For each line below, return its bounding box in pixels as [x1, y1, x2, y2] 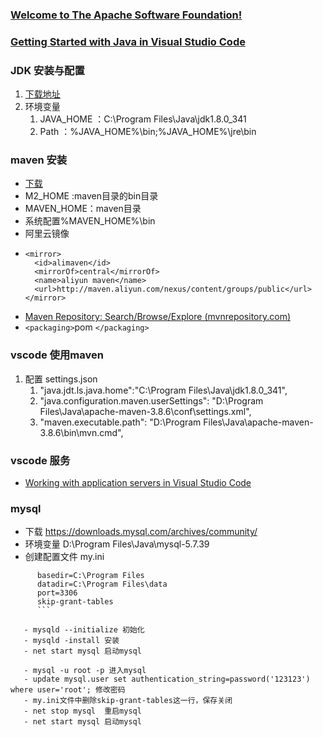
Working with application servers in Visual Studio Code [24, 477, 252, 489]
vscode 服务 [10, 453, 71, 467]
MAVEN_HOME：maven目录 [24, 203, 142, 215]
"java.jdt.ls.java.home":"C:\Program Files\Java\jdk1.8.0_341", [39, 384, 288, 396]
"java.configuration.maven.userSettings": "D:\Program [39, 394, 264, 407]
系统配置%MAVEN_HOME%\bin [24, 215, 156, 227]
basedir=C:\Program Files [36, 571, 145, 581]
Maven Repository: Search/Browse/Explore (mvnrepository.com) [24, 311, 292, 323]
